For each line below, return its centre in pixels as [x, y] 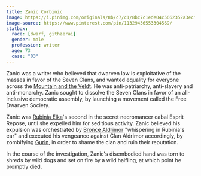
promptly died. [24, 166]
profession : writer [36, 45]
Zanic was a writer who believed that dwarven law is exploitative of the [94, 73]
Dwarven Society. [28, 105]
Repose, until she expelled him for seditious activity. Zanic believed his [93, 123]
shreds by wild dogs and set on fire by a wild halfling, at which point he [94, 160]
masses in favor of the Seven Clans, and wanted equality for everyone [93, 80]
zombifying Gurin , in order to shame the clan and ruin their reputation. [92, 142]
